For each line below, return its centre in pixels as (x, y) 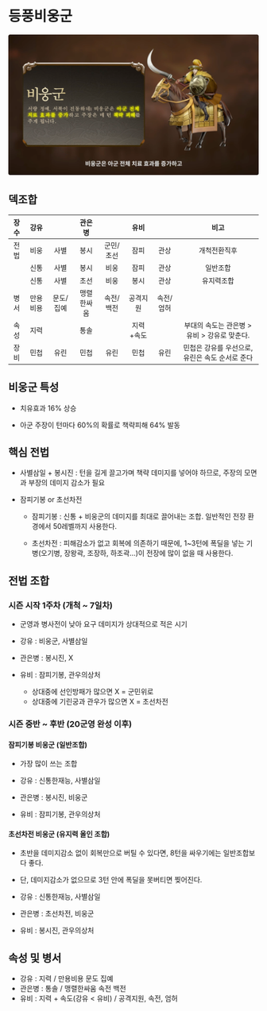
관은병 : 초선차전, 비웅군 (57, 913)
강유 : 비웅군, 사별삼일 (54, 641)
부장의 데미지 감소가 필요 (67, 483)
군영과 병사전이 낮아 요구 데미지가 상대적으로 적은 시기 (104, 624)
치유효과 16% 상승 (48, 408)
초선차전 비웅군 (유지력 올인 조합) (59, 834)
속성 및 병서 (35, 958)
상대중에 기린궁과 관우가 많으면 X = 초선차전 (100, 702)
